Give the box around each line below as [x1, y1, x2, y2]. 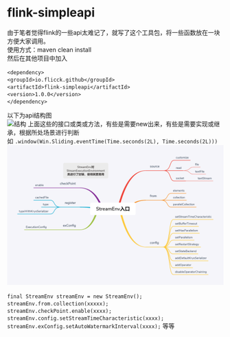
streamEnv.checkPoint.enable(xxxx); [7, 307, 112, 314]
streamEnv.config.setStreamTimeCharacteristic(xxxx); [7, 314, 165, 322]
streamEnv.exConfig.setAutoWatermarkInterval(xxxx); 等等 [7, 321, 175, 330]
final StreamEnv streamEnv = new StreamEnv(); [7, 293, 143, 300]
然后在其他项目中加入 [7, 54, 67, 62]
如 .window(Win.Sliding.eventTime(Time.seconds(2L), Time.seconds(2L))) [7, 137, 218, 145]
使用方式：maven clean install [7, 45, 91, 54]
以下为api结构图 [7, 111, 52, 119]
